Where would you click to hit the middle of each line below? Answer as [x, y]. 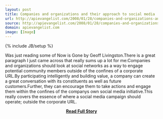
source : [13, 23]
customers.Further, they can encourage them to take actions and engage [78, 86]
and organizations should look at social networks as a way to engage [74, 66]
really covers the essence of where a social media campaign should [73, 97]
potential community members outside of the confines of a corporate [74, 71]
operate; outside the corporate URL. [41, 102]
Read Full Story [81, 111]
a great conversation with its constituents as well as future [63, 81]
